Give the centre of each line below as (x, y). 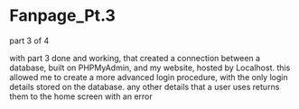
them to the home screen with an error (81, 96)
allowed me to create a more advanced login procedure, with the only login (149, 77)
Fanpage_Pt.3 (62, 16)
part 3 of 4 (29, 41)
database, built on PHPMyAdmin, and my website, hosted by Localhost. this (150, 68)
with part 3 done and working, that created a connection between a (135, 58)
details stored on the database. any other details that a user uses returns (145, 86)
